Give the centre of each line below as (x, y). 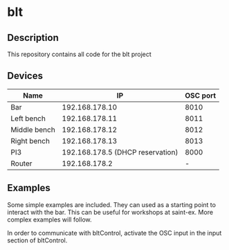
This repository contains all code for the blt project (80, 54)
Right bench (30, 141)
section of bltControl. (37, 240)
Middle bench (33, 130)
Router (21, 163)
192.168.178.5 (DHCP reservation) (120, 152)
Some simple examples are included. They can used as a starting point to (112, 204)
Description (33, 38)
